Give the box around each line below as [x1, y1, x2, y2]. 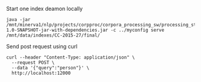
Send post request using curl [6, 43, 78, 50]
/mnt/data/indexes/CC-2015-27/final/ [6, 32, 100, 38]
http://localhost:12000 [11, 70, 71, 76]
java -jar [6, 17, 31, 23]
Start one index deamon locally [6, 5, 83, 12]
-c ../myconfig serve [110, 27, 165, 33]
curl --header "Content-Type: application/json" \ [6, 54, 135, 60]
